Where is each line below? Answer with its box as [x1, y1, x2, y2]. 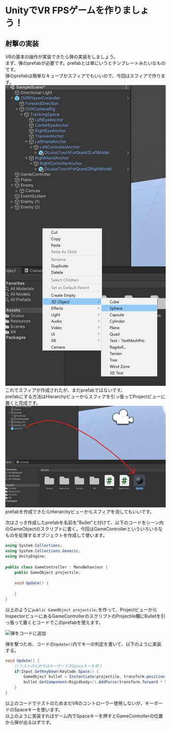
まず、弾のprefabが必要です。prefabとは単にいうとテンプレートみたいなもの [5, 60, 166, 66]
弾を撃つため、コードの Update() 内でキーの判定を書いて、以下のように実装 [5, 641, 162, 647]
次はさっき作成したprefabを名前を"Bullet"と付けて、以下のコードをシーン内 [5, 520, 164, 526]
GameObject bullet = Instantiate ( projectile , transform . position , [23, 674, 167, 680]
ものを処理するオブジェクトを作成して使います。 [5, 532, 108, 539]
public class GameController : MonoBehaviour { [5, 565, 108, 570]
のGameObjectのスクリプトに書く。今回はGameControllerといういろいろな [5, 526, 163, 532]
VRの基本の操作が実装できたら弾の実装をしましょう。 [5, 54, 118, 60]
